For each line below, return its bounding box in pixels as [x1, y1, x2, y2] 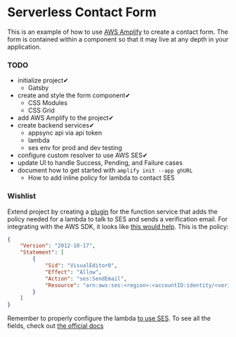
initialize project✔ [17, 76, 69, 85]
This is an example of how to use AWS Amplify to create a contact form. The [7, 27, 228, 36]
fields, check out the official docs [7, 321, 104, 330]
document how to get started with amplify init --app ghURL [17, 166, 193, 175]
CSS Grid [27, 106, 55, 115]
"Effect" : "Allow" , [44, 269, 102, 276]
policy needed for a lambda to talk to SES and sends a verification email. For [7, 214, 228, 223]
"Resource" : [44, 281, 80, 289]
